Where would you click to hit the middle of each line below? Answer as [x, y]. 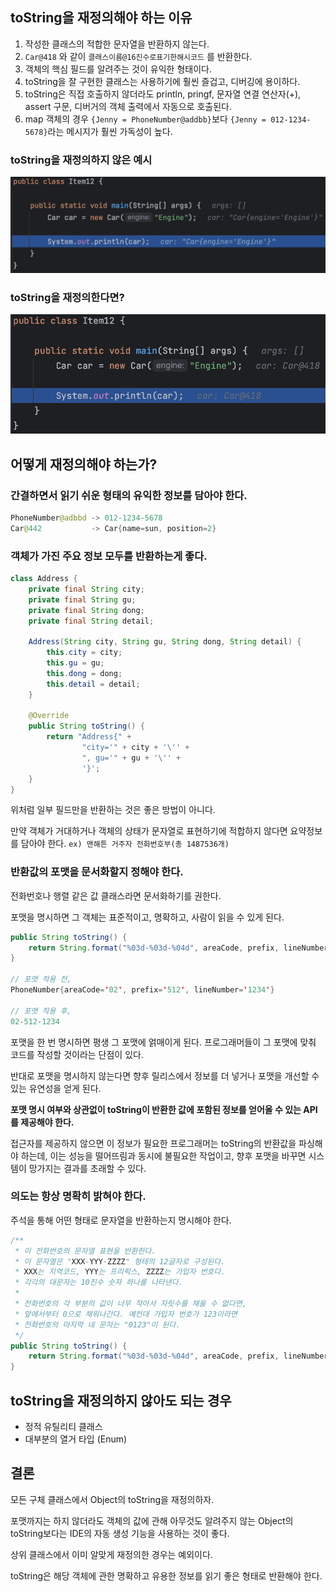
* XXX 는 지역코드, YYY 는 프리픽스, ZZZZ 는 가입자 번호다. [120, 1272]
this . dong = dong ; [84, 673]
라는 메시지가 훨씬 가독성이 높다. [110, 131]
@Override [49, 716]
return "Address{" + [89, 737]
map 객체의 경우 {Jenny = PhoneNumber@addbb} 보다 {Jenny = [145, 119]
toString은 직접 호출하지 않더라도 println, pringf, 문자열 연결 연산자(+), [163, 94]
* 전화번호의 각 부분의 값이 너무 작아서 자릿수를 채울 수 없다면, [130, 1304]
